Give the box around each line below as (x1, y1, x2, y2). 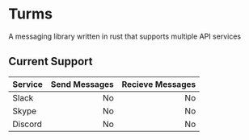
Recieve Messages (121, 78, 196, 89)
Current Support (8, 55, 93, 68)
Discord (12, 118, 43, 130)
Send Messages (50, 78, 115, 89)
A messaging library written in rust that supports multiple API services (8, 31, 241, 41)
